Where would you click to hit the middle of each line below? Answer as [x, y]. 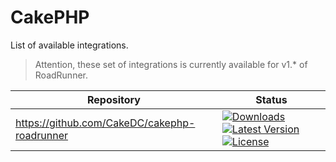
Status [271, 99]
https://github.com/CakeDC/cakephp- [105, 123]
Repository [113, 99]
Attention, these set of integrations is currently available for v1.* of [171, 64]
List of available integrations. [69, 45]
